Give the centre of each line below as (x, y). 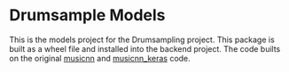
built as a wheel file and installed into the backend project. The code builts (145, 48)
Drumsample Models (87, 15)
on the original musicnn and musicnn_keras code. (100, 58)
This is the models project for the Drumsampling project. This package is (142, 40)
